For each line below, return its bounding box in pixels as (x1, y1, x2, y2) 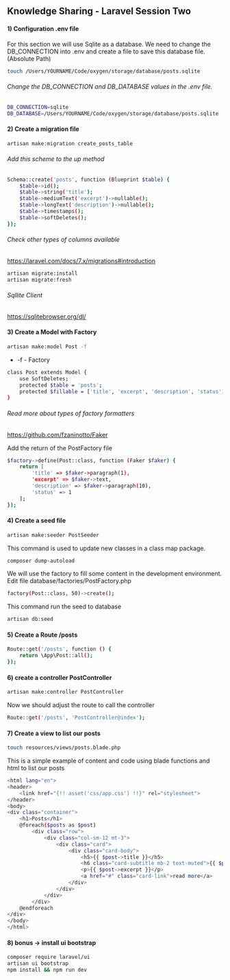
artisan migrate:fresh (7, 276, 72, 283)
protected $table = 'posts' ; (19, 382, 103, 389)
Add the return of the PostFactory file (7, 443, 113, 452)
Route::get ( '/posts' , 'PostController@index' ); (7, 714, 146, 722)
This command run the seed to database (7, 602, 122, 611)
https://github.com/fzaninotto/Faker (7, 430, 108, 439)
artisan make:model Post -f (7, 343, 88, 350)
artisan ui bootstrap (7, 960, 69, 967)
